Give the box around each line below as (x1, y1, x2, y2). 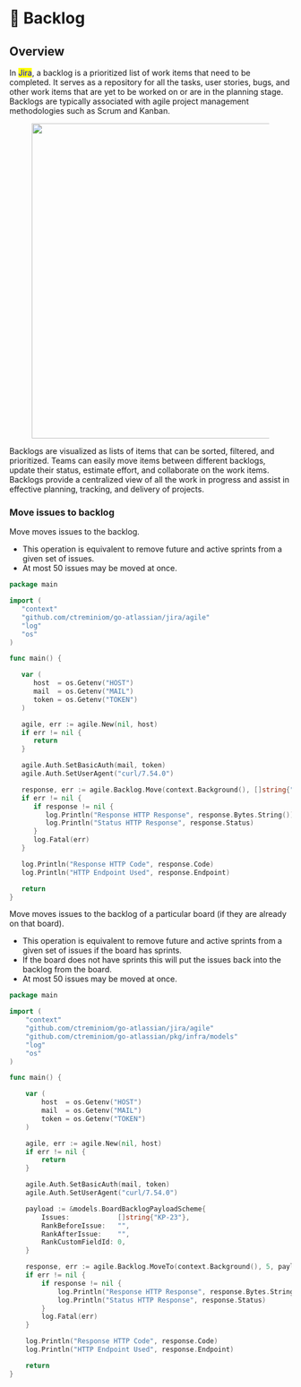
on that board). (9, 918, 64, 929)
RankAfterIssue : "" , (41, 1229, 130, 1238)
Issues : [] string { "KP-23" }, (41, 1212, 191, 1221)
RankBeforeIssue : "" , (41, 1221, 130, 1230)
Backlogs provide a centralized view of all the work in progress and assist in (9, 475, 289, 484)
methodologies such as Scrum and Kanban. (9, 106, 170, 116)
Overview (9, 44, 65, 59)
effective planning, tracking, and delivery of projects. (9, 484, 204, 494)
